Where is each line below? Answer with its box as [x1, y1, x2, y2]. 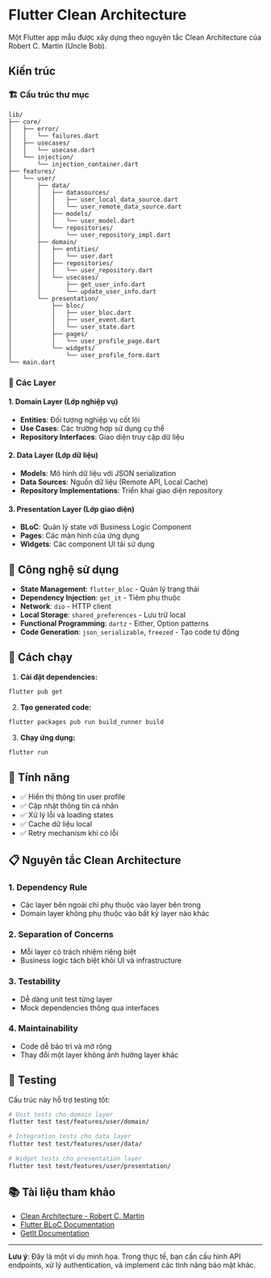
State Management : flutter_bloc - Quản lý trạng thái [19, 584, 200, 593]
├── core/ [8, 117, 42, 126]
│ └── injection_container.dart [8, 160, 139, 168]
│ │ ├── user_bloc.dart [8, 309, 131, 317]
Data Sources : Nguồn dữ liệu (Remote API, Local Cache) [19, 477, 208, 487]
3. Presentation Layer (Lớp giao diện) [8, 504, 135, 514]
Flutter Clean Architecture [8, 6, 187, 24]
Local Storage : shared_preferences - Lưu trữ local [19, 609, 186, 619]
